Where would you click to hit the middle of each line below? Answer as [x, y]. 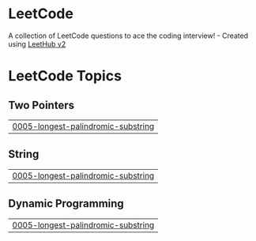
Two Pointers [41, 105]
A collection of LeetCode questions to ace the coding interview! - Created [128, 36]
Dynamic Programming [66, 203]
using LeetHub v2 [37, 43]
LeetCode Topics [65, 76]
